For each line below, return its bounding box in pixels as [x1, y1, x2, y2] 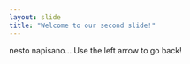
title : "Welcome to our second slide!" [9, 21, 156, 30]
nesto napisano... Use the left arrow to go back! [9, 45, 183, 55]
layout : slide [9, 12, 62, 22]
